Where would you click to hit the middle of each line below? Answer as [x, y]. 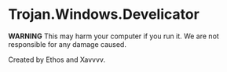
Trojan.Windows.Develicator [104, 14]
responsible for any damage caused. [68, 44]
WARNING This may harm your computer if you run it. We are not [114, 36]
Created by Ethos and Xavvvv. [57, 59]
